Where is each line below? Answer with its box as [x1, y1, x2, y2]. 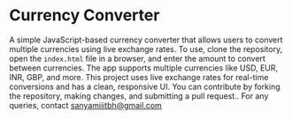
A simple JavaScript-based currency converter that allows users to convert [9, 34, 283, 45]
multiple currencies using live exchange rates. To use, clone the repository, [9, 43, 283, 54]
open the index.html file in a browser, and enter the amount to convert [9, 53, 265, 63]
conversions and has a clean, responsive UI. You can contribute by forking [9, 81, 280, 92]
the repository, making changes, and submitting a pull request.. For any [9, 90, 269, 101]
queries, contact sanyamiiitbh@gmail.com [9, 100, 162, 110]
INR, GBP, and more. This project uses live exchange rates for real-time [9, 71, 269, 82]
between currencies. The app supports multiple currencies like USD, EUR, [9, 63, 279, 73]
